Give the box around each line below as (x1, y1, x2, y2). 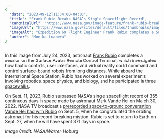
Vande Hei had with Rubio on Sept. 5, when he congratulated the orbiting (5, 108, 152, 114)
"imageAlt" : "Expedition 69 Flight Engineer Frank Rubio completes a (9, 30, 154, 35)
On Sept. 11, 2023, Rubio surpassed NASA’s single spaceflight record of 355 (5, 93, 158, 99)
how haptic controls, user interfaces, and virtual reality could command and (5, 62, 157, 68)
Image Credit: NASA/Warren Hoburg (5, 128, 79, 134)
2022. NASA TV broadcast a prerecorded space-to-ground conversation (5, 103, 151, 109)
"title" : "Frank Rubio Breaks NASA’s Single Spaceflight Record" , (9, 16, 147, 21)
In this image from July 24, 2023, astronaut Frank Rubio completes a (5, 52, 143, 58)
